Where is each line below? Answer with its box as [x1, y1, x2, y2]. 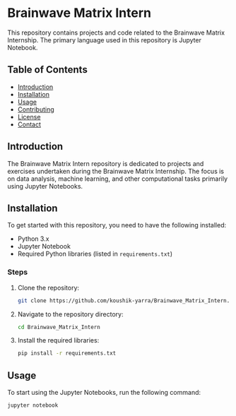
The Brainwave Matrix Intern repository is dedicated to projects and [7, 159, 204, 167]
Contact [17, 120, 41, 129]
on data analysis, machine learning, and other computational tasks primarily [7, 174, 228, 183]
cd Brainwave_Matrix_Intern [17, 323, 100, 331]
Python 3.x [17, 234, 49, 243]
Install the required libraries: [17, 336, 100, 345]
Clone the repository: [17, 283, 80, 292]
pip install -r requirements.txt [17, 350, 117, 357]
